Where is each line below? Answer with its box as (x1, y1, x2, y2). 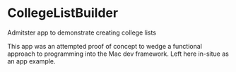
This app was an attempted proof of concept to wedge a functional (7, 42, 203, 50)
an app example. (7, 56, 56, 65)
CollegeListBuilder (7, 5, 119, 21)
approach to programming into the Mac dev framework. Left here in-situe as (7, 49, 230, 58)
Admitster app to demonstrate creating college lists (7, 28, 157, 37)
